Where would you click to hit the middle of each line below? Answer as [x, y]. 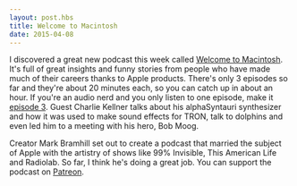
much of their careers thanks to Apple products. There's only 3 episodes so [148, 79]
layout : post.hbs [42, 17]
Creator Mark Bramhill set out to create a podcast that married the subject [145, 143]
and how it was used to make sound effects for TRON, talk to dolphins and [146, 116]
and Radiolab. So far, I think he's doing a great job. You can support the [140, 163]
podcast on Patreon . [47, 172]
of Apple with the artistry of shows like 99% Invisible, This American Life [143, 153]
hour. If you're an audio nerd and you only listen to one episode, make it [141, 97]
